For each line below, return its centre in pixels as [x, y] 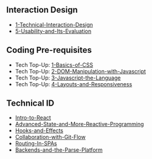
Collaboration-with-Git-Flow [50, 137]
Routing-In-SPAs [36, 144]
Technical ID [30, 103]
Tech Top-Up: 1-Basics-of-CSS [54, 65]
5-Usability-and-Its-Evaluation [53, 31]
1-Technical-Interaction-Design [54, 24]
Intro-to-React [33, 118]
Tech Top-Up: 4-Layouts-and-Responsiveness [74, 84]
